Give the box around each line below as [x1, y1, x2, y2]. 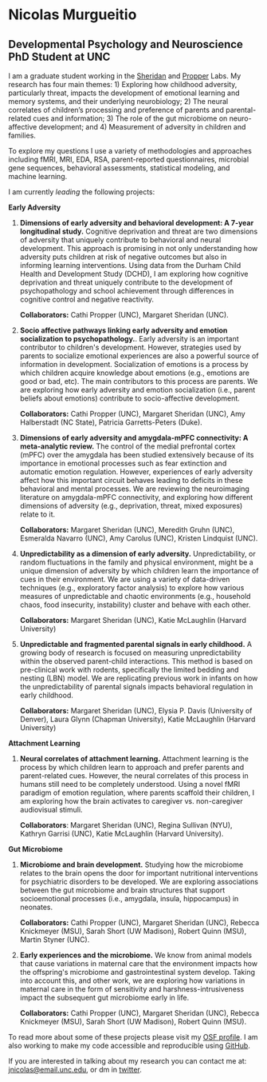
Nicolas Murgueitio [8, 6, 137, 24]
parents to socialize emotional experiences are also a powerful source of [19, 351, 259, 361]
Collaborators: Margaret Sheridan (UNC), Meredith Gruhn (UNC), [19, 525, 235, 534]
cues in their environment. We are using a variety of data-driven [19, 574, 230, 584]
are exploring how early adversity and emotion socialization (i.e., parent [19, 385, 256, 394]
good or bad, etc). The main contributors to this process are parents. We [19, 377, 258, 385]
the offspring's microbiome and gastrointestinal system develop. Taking [19, 968, 255, 976]
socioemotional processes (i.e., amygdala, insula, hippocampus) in [19, 894, 239, 903]
